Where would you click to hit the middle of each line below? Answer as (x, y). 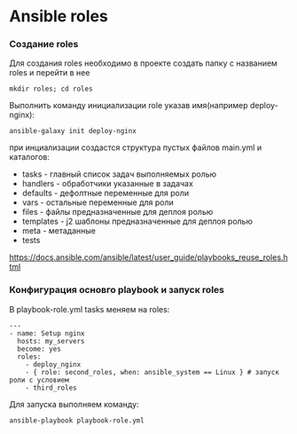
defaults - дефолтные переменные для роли (105, 193)
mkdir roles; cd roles (51, 89)
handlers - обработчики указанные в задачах (107, 184)
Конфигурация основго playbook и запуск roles (117, 290)
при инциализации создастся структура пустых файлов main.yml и (136, 147)
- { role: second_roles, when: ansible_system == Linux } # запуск (152, 372)
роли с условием (39, 380)
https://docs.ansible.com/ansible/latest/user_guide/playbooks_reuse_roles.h (148, 257)
